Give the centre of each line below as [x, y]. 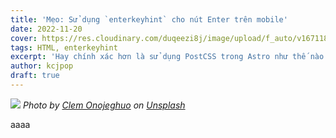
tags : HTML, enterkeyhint [64, 47]
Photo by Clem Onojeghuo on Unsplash [104, 105]
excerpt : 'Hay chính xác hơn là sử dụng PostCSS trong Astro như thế [158, 57]
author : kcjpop [42, 66]
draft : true [35, 76]
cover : [24, 38]
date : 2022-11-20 [46, 29]
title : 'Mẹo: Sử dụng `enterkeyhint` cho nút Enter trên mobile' [149, 19]
